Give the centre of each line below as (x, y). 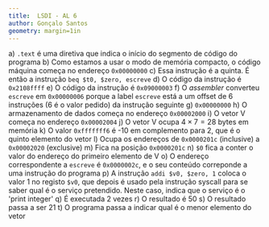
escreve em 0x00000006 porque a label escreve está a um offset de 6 (121, 97)
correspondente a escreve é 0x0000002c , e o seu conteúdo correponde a (128, 165)
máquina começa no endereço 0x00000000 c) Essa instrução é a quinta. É (129, 71)
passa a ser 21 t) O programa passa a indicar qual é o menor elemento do (130, 208)
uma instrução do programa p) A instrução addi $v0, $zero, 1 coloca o (128, 173)
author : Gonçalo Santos (48, 23)
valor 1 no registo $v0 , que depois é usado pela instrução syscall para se (128, 182)
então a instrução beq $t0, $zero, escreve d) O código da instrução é (125, 79)
